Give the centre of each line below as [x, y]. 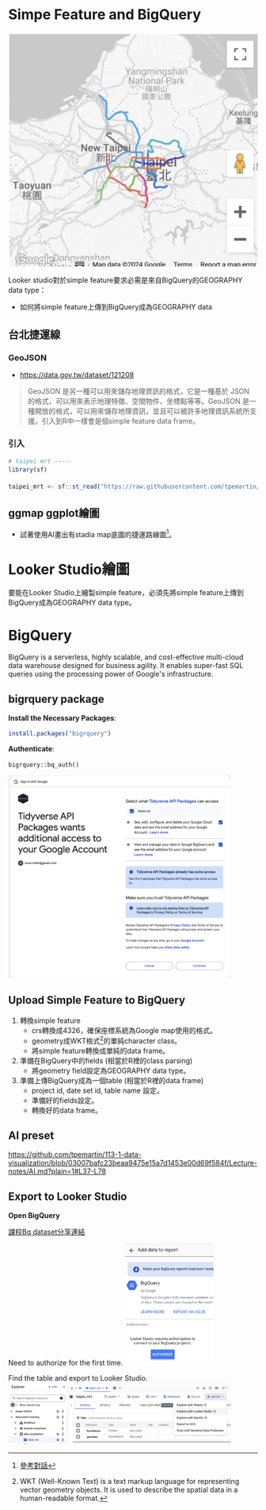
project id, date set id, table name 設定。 [97, 1090]
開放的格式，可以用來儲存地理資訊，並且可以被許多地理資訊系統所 [142, 411]
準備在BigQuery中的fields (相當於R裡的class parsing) [106, 1060]
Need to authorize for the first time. [66, 1363]
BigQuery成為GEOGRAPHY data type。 [72, 603]
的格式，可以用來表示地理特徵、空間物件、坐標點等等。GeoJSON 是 [138, 402]
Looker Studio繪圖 [69, 569]
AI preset [31, 1135]
